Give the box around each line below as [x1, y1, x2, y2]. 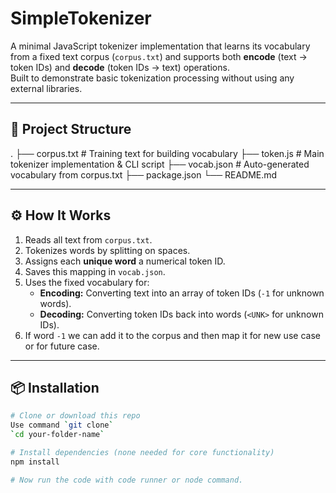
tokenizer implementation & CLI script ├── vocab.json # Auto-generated [10, 158, 310, 170]
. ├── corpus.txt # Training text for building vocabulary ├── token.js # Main [10, 147, 325, 159]
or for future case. [24, 340, 100, 352]
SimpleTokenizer [10, 7, 152, 30]
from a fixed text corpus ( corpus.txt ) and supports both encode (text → [10, 50, 308, 62]
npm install [10, 457, 60, 467]
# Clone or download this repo [10, 411, 141, 421]
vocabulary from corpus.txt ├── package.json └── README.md [10, 168, 278, 181]
